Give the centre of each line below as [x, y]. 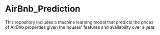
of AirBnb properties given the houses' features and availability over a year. [80, 27]
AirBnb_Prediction [43, 9]
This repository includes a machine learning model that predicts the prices [79, 22]
